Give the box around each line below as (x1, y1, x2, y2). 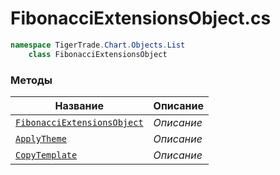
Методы (10, 73, 53, 87)
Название (54, 98, 105, 112)
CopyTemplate (15, 149, 78, 161)
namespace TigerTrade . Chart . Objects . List (10, 40, 186, 50)
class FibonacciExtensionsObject (28, 49, 168, 59)
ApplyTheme (15, 133, 67, 144)
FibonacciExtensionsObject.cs (10, 7, 272, 30)
